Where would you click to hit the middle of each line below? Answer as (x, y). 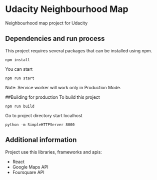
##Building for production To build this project (52, 97)
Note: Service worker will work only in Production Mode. (63, 87)
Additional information (41, 140)
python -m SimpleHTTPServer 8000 (40, 125)
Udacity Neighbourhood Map (67, 9)
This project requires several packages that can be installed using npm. (79, 50)
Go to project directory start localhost (44, 115)
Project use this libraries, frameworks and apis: (54, 152)
